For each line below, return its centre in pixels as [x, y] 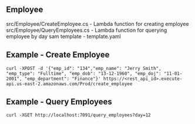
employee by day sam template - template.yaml [64, 36]
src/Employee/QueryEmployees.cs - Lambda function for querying [87, 30]
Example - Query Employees [59, 102]
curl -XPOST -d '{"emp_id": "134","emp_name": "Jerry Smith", [84, 68]
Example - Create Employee [58, 55]
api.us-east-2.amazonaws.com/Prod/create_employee [69, 84]
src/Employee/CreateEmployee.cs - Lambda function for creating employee [97, 24]
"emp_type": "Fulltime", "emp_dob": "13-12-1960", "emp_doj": [84, 73]
